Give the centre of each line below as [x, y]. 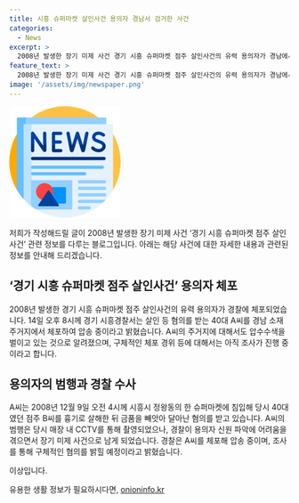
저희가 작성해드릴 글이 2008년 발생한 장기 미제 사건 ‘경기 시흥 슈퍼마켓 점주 [140, 232]
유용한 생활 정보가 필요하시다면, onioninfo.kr [87, 490]
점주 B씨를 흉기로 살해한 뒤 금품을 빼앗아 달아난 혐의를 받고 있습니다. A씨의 [155, 418]
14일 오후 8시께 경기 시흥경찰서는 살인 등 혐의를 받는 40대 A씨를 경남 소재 [156, 320]
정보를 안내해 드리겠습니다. [56, 255]
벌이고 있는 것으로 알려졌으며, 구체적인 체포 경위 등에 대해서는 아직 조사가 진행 [145, 342]
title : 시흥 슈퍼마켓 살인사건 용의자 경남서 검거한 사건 [99, 19]
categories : [31, 28]
